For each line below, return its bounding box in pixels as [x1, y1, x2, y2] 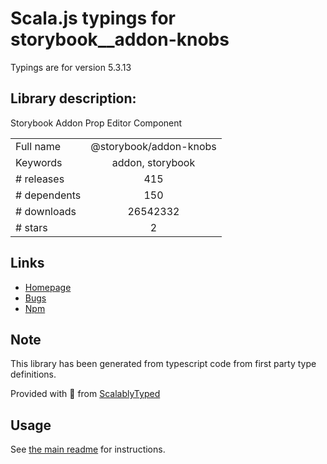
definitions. [10, 368, 57, 381]
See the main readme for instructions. [10, 443, 166, 456]
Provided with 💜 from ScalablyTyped [10, 388, 161, 400]
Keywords [15, 155, 63, 169]
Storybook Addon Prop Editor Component [10, 117, 183, 129]
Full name [15, 139, 62, 153]
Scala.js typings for [10, 7, 176, 30]
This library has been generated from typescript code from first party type [10, 358, 317, 370]
